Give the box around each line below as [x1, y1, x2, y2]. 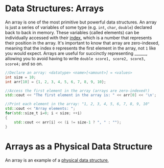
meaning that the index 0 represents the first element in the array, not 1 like [5, 45, 156, 51]
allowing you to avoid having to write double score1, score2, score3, [5, 55, 146, 61]
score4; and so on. [5, 61, 43, 67]
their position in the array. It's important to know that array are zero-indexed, [5, 40, 160, 46]
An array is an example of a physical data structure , [5, 157, 109, 163]
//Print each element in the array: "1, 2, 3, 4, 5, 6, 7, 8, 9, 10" [5, 101, 150, 107]
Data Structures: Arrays [5, 3, 104, 14]
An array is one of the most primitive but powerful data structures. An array [5, 19, 157, 25]
